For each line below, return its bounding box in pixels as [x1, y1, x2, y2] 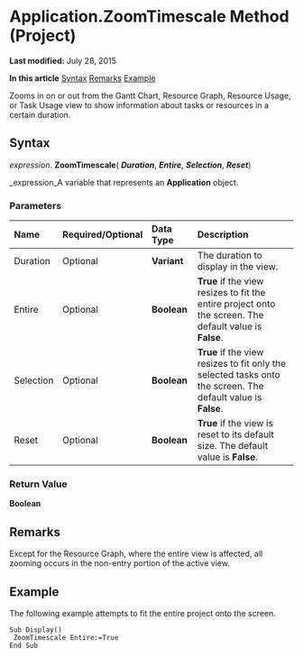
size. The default [197, 440, 269, 452]
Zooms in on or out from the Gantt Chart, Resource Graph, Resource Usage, [9, 90, 291, 101]
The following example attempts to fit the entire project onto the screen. [9, 607, 277, 618]
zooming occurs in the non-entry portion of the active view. [9, 558, 230, 569]
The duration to [197, 250, 263, 262]
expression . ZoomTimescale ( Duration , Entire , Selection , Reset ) [9, 160, 252, 170]
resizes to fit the [197, 287, 266, 299]
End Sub [9, 641, 39, 650]
